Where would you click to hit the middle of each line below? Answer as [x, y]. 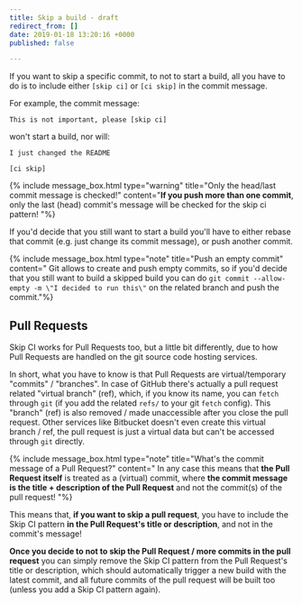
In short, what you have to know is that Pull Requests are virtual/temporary [148, 374]
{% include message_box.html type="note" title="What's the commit [137, 459]
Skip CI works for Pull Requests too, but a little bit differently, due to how [144, 347]
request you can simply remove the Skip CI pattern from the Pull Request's [149, 561]
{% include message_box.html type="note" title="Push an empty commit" [146, 259]
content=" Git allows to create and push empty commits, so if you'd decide [149, 269]
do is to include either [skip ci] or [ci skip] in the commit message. [138, 86]
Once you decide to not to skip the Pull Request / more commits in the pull [150, 552]
